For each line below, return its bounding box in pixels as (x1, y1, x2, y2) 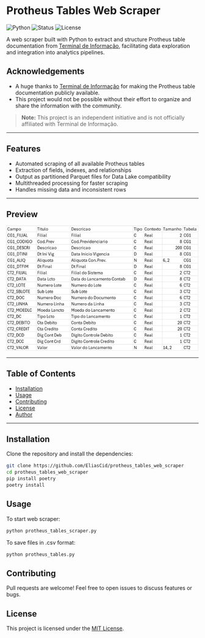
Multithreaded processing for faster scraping (15, 179, 128, 187)
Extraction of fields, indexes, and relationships (15, 166, 132, 174)
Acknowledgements (6, 66, 85, 77)
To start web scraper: (6, 515, 60, 522)
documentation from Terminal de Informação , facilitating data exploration (6, 42, 190, 49)
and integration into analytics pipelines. (6, 48, 105, 56)
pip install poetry (6, 476, 56, 482)
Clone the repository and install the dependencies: (6, 450, 134, 457)
